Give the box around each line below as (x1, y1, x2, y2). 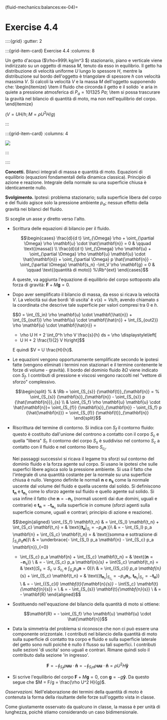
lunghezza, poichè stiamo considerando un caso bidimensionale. (5, 709, 139, 715)
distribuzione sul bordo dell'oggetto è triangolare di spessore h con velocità (5, 73, 161, 79)
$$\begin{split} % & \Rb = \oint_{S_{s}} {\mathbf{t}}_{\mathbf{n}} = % (15, 388, 160, 394)
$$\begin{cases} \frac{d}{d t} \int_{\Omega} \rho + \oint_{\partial (20, 235, 155, 241)
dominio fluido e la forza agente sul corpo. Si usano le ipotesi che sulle (12, 461, 158, 467)
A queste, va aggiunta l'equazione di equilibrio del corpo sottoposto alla (12, 276, 161, 283)
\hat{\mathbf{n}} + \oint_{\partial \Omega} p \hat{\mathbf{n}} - (23, 256, 152, 262)
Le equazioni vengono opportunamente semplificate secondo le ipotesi (12, 357, 159, 362)
